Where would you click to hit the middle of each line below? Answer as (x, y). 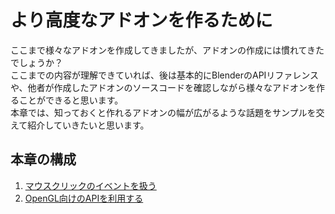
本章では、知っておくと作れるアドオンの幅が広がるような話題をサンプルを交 (167, 112)
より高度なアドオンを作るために (141, 20)
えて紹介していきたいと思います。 (80, 125)
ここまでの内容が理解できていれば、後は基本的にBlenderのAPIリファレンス (165, 75)
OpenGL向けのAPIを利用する (84, 198)
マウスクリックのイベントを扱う (90, 185)
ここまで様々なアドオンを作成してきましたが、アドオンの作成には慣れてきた (167, 50)
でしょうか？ (36, 62)
